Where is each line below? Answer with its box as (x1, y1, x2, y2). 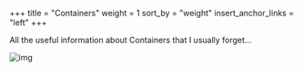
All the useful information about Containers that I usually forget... (9, 35, 252, 45)
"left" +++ (9, 17, 47, 28)
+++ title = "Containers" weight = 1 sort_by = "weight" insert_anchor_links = (9, 8, 294, 18)
